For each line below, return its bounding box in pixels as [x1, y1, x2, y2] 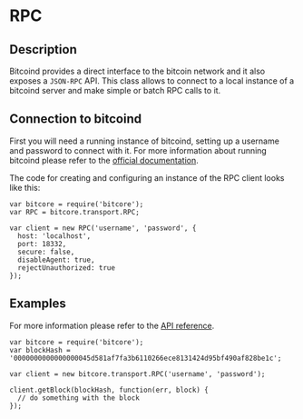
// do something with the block [17, 393, 141, 403]
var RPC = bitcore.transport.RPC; [9, 207, 141, 216]
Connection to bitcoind [9, 111, 142, 127]
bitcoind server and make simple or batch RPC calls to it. [9, 85, 221, 95]
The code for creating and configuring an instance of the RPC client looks [9, 172, 285, 183]
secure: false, [17, 247, 75, 256]
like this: [9, 182, 41, 193]
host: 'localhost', [17, 231, 92, 241]
